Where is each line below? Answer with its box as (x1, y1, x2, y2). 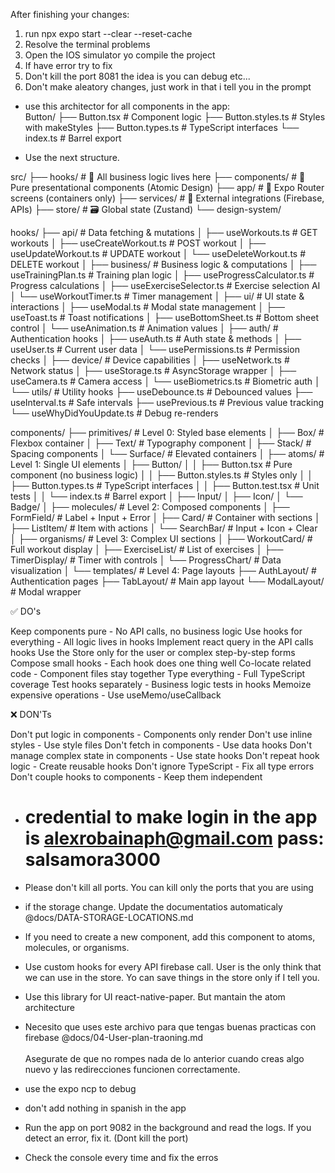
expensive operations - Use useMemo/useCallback (10, 689, 222, 701)
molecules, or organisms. (24, 941, 130, 953)
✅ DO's (10, 605, 42, 617)
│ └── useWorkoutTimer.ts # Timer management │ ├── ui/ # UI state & (10, 290, 305, 302)
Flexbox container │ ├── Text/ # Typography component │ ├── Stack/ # (10, 437, 312, 449)
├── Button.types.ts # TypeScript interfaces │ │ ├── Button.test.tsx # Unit (10, 480, 320, 491)
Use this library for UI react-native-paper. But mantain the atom (24, 990, 286, 1003)
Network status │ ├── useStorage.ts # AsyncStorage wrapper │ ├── (10, 365, 297, 376)
